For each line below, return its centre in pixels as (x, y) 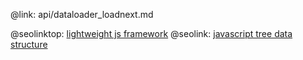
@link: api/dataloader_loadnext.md (82, 14)
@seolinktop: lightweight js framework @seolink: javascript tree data (151, 33)
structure (29, 44)
